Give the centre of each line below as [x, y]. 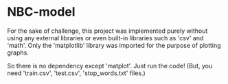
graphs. [18, 53]
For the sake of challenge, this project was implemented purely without [107, 31]
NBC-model [41, 12]
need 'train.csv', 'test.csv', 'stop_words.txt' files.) [76, 73]
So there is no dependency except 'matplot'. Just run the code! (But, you [110, 66]
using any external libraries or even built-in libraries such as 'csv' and [105, 38]
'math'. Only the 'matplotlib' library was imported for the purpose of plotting [114, 45]
